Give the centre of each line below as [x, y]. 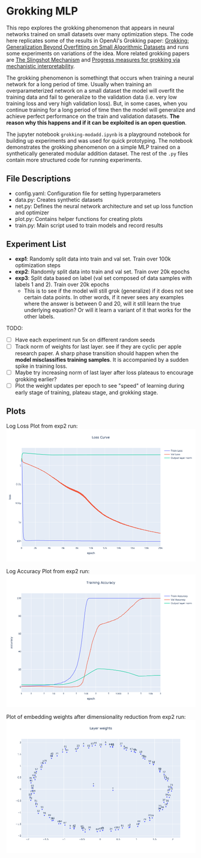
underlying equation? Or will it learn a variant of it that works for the [107, 310]
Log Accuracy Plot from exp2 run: [48, 571]
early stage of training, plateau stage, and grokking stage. [86, 392]
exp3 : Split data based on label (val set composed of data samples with [103, 278]
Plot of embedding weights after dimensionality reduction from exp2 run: [96, 717]
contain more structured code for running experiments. [74, 160]
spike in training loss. [41, 366]
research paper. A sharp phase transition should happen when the [97, 353]
